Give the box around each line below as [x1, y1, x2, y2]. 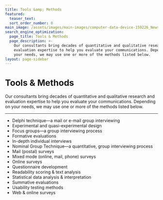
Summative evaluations [12, 180, 59, 185]
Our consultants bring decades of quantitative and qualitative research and [5, 93, 155, 99]
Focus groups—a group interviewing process [12, 128, 102, 134]
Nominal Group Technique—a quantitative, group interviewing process [12, 143, 153, 149]
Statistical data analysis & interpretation [12, 174, 91, 180]
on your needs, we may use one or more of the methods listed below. [5, 104, 144, 109]
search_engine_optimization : [5, 30, 64, 34]
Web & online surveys [12, 190, 56, 196]
